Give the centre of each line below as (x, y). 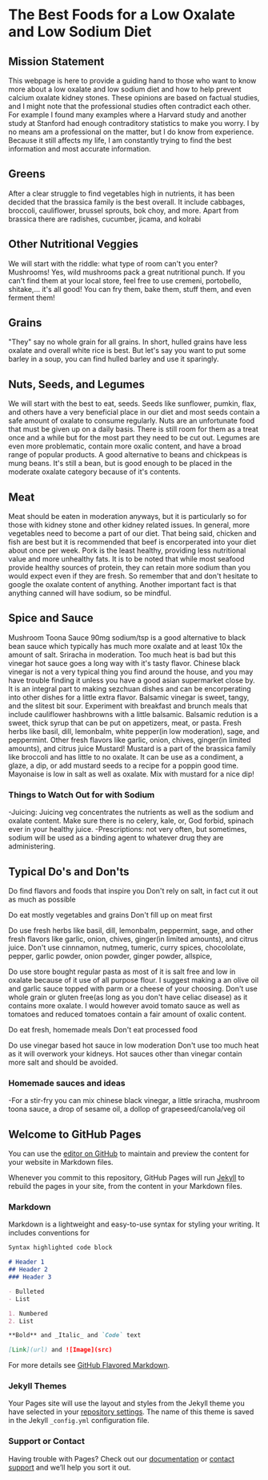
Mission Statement (56, 61)
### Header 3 (30, 1277)
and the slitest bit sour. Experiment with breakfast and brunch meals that (128, 706)
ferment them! (32, 298)
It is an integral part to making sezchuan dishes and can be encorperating (130, 688)
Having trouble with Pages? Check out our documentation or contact (121, 1458)
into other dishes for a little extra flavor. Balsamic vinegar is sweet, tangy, (129, 697)
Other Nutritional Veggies (73, 244)
